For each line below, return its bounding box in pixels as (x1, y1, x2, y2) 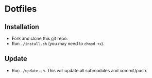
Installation (4, 23, 39, 31)
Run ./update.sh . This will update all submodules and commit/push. (11, 67, 148, 73)
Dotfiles (4, 3, 37, 15)
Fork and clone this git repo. (11, 35, 68, 41)
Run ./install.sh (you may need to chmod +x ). (11, 41, 105, 47)
